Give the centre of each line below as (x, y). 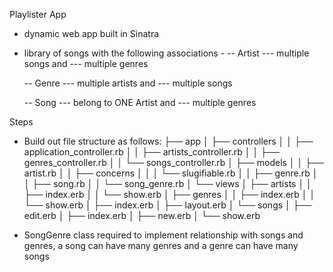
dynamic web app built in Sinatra (91, 33)
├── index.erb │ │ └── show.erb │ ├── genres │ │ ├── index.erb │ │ (169, 194)
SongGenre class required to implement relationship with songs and (163, 235)
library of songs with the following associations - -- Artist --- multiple (166, 53)
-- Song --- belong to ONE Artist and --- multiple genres (140, 102)
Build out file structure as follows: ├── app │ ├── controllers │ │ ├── (168, 141)
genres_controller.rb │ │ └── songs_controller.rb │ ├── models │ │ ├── (173, 162)
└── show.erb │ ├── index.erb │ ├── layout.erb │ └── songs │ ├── (167, 205)
